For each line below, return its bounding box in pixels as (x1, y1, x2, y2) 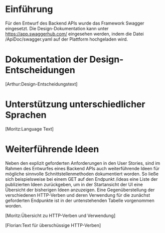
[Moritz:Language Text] (5, 126, 54, 132)
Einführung (5, 4, 53, 15)
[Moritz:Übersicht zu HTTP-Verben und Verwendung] (5, 212, 116, 218)
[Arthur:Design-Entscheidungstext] (5, 81, 78, 87)
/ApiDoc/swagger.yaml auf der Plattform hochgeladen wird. (5, 36, 128, 42)
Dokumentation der (5, 54, 88, 65)
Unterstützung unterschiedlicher (5, 99, 145, 110)
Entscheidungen (5, 64, 75, 76)
